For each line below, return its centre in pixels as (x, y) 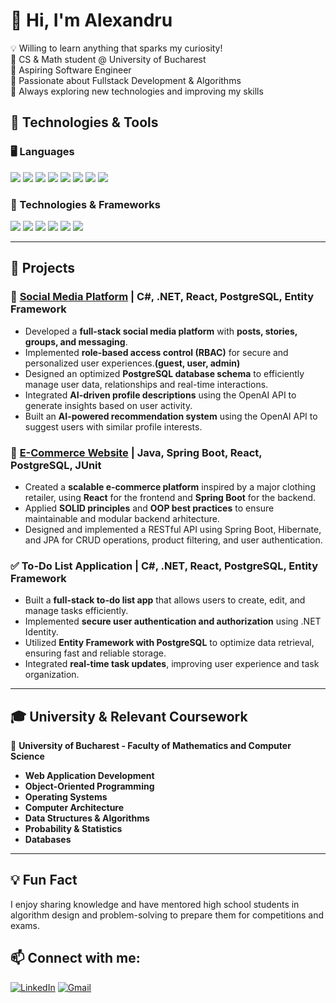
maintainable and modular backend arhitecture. (122, 518)
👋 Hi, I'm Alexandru (91, 20)
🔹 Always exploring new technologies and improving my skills (137, 91)
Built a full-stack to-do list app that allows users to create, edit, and (165, 600)
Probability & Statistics (73, 829)
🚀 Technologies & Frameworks (85, 204)
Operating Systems (66, 797)
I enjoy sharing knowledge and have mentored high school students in (155, 904)
